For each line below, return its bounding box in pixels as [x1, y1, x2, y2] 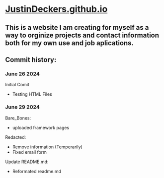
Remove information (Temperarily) [12, 144, 83, 150]
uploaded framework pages [12, 124, 70, 130]
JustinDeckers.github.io [5, 3, 108, 15]
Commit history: [5, 56, 57, 64]
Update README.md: [5, 159, 49, 165]
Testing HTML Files [12, 91, 52, 97]
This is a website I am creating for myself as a [5, 23, 149, 32]
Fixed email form [12, 149, 47, 155]
